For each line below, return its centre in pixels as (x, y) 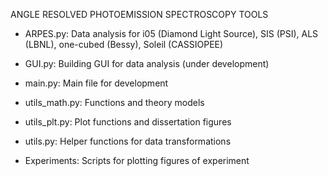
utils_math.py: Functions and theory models (114, 102)
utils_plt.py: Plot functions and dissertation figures (128, 122)
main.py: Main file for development (96, 83)
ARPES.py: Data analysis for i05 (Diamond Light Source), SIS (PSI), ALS (171, 33)
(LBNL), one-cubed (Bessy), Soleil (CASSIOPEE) (124, 44)
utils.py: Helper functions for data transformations (128, 141)
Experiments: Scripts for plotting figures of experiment (137, 160)
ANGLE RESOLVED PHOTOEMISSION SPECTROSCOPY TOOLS (139, 14)
